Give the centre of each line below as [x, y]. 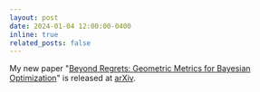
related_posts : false [50, 43]
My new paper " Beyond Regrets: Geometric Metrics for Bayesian [130, 69]
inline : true [34, 34]
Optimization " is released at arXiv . [72, 78]
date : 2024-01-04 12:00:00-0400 [70, 26]
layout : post [34, 18]
